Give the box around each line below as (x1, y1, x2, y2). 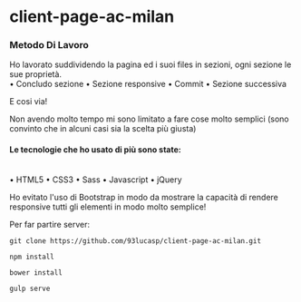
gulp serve (9, 284, 51, 293)
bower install (9, 268, 63, 278)
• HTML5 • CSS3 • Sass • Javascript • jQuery (9, 174, 183, 185)
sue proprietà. (9, 69, 62, 80)
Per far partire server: (9, 219, 91, 229)
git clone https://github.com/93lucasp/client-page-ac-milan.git (9, 236, 261, 246)
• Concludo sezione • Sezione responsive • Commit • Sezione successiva (9, 79, 287, 90)
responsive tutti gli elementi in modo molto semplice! (9, 201, 207, 212)
